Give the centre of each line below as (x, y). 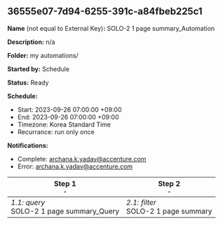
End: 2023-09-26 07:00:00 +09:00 (68, 117)
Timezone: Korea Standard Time (64, 124)
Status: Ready (28, 82)
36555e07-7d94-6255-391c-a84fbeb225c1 (105, 12)
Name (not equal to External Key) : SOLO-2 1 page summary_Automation (111, 28)
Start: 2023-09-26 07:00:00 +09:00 (69, 109)
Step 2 (169, 183)
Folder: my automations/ (43, 55)
